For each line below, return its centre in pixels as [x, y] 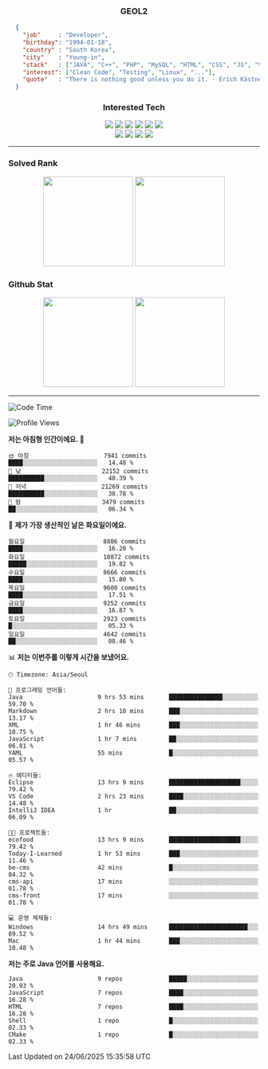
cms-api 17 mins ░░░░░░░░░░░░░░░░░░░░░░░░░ [134, 882]
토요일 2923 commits [77, 619]
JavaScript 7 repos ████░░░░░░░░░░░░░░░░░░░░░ [134, 993]
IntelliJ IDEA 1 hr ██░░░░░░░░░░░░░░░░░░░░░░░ [134, 811]
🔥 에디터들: [25, 775]
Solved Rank [33, 164]
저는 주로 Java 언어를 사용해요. [57, 964]
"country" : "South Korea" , [69, 49]
